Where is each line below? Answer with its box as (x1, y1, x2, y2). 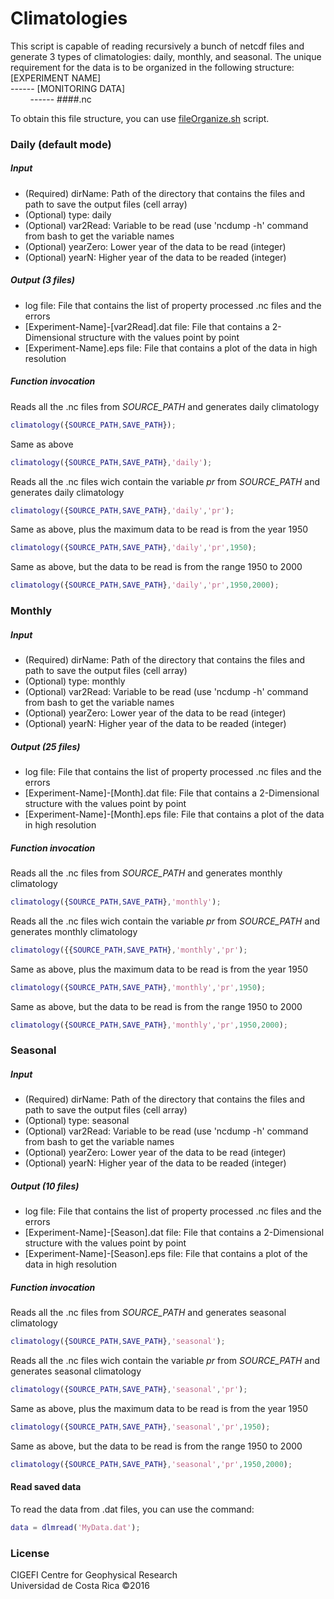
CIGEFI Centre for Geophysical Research (10, 1569, 178, 1581)
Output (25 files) (10, 740, 81, 752)
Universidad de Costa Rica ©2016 (10, 1580, 150, 1592)
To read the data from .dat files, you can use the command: (10, 1503, 255, 1515)
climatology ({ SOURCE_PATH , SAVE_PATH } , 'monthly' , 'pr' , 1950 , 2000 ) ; (10, 1020, 288, 1030)
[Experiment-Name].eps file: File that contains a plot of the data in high (24, 342, 318, 354)
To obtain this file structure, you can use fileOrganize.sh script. (10, 112, 270, 124)
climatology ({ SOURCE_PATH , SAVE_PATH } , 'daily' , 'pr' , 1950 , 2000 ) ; (10, 580, 280, 591)
